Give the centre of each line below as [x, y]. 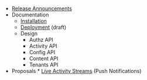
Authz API [41, 40]
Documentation [30, 15]
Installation [33, 21]
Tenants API [44, 65]
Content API [44, 59]
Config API [42, 52]
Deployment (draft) [43, 27]
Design [29, 34]
